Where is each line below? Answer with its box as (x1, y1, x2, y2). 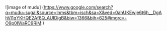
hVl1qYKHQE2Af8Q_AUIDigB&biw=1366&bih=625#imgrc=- (5, 15, 127, 20)
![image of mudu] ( (5, 4, 44, 10)
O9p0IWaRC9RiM (5, 20, 42, 26)
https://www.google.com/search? (43, 4, 113, 10)
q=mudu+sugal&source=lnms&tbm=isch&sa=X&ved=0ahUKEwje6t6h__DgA (5, 9, 162, 15)
